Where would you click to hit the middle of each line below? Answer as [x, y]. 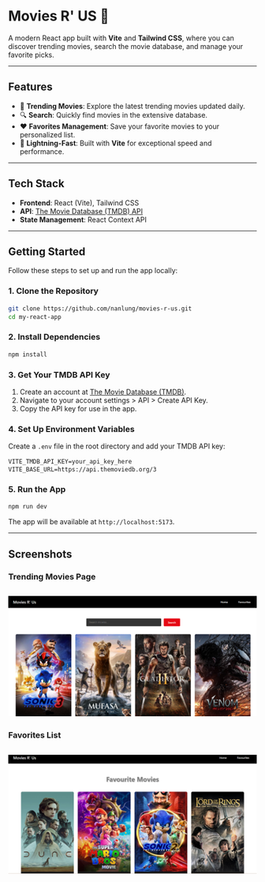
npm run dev [28, 507]
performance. [42, 151]
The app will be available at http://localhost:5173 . [91, 522]
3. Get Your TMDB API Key [59, 374]
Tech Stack [36, 184]
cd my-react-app [35, 317]
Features [30, 87]
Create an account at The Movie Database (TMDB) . [103, 392]
